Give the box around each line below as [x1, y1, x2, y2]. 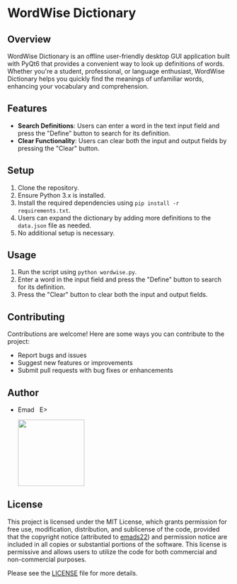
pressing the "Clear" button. [17, 144, 100, 152]
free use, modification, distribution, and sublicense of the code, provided [7, 524, 220, 533]
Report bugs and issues [17, 351, 87, 359]
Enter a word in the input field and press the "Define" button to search [17, 275, 221, 284]
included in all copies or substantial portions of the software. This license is [7, 540, 227, 549]
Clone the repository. [17, 183, 79, 192]
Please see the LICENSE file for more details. [7, 568, 138, 577]
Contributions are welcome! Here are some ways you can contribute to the [7, 330, 225, 338]
